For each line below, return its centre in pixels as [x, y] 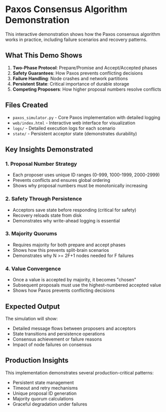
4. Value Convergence [33, 269]
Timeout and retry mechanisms [45, 388]
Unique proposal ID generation [45, 393]
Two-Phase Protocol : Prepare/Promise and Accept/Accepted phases [85, 67]
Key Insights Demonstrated [49, 149]
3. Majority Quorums [31, 234]
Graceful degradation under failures [50, 404]
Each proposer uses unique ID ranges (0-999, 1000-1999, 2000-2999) [86, 175]
